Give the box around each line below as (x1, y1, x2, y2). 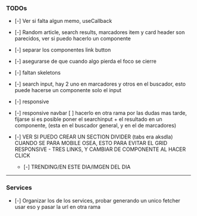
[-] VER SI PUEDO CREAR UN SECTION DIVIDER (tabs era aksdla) (14, 133, 173, 140)
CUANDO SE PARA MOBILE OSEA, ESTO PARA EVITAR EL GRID (14, 140, 168, 147)
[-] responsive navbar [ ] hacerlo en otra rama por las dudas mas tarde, (14, 110, 187, 117)
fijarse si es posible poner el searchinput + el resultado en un (14, 116, 162, 123)
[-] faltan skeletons (14, 69, 61, 76)
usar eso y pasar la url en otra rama (14, 203, 101, 210)
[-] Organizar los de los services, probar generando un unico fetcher (14, 197, 181, 204)
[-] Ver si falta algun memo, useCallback (14, 18, 113, 25)
